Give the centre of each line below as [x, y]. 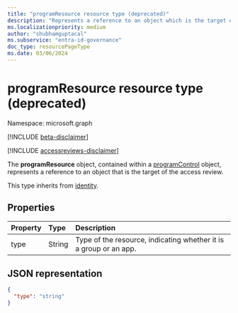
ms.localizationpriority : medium [57, 27]
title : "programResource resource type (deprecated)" [89, 14]
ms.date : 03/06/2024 [38, 54]
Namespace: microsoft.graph [50, 123]
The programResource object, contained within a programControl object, [114, 164]
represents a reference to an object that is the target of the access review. [115, 171]
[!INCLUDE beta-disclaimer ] [48, 137]
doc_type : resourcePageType [49, 47]
